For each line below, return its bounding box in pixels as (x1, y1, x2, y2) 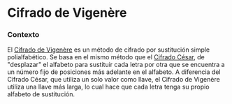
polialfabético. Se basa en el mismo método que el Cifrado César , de (7, 53, 205, 61)
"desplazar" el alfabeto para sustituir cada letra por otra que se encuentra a (7, 61, 225, 69)
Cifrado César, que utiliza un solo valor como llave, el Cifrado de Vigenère (7, 75, 220, 84)
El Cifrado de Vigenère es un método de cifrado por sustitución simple (7, 45, 210, 54)
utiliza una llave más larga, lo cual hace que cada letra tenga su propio (7, 82, 210, 91)
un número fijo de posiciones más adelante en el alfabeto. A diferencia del (7, 68, 221, 76)
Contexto (7, 30, 40, 40)
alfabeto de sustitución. (7, 90, 75, 98)
